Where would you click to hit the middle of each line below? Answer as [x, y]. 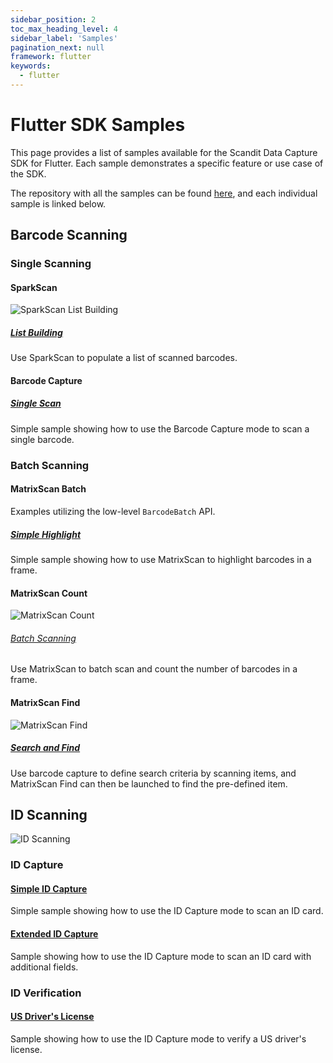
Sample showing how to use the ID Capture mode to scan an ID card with [161, 956]
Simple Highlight [46, 534]
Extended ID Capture [54, 934]
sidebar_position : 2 [53, 19]
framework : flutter [51, 57]
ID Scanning [49, 814]
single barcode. [42, 439]
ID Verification [46, 993]
